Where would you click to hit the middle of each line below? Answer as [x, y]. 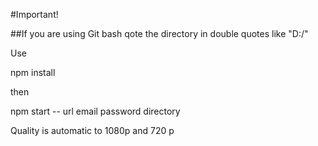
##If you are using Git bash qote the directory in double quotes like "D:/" [159, 33]
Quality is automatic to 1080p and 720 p [92, 130]
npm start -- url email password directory [95, 111]
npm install [33, 72]
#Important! [34, 14]
